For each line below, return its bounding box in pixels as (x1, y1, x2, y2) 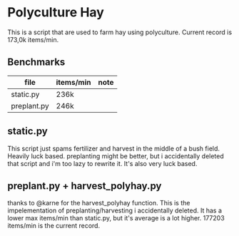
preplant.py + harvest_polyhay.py (7, 180, 162, 192)
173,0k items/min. (7, 35, 59, 43)
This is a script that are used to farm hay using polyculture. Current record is (7, 28, 233, 36)
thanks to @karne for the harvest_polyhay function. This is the (7, 199, 190, 207)
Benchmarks (7, 56, 66, 68)
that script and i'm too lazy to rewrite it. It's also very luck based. (7, 159, 198, 168)
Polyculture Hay (7, 4, 105, 21)
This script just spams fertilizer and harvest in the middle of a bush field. (7, 144, 220, 153)
